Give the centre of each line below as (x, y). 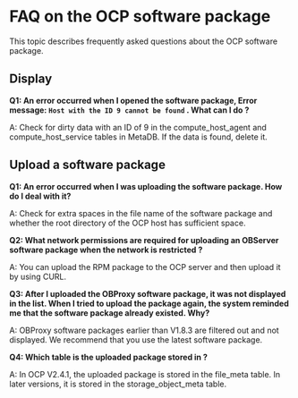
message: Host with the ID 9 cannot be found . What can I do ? (129, 110)
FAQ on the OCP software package (140, 17)
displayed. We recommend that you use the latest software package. (136, 339)
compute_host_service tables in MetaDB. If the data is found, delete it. (139, 137)
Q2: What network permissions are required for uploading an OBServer (144, 240)
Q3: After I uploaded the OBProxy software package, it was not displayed (148, 293)
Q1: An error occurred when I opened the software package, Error (133, 100)
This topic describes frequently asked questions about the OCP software (144, 41)
